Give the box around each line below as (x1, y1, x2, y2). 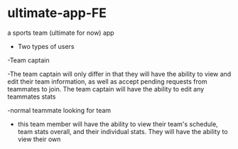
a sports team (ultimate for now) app (7, 28, 115, 37)
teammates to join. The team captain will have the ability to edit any (7, 84, 205, 93)
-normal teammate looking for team (7, 106, 112, 114)
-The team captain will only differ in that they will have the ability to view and (7, 70, 232, 78)
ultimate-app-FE (7, 5, 107, 21)
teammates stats (7, 92, 56, 101)
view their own (17, 135, 61, 143)
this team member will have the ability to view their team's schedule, (17, 119, 218, 128)
